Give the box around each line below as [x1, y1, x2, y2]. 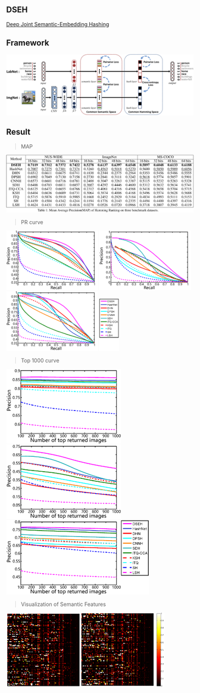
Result [6, 127, 31, 137]
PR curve [20, 219, 43, 226]
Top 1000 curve [20, 357, 60, 364]
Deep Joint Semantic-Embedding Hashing [6, 20, 110, 27]
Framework [6, 38, 49, 48]
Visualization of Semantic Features [20, 601, 106, 608]
